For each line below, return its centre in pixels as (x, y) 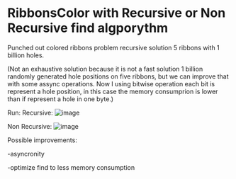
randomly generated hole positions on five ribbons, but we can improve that (118, 76)
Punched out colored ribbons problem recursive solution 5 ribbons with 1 (113, 47)
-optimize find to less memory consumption (71, 167)
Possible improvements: (43, 140)
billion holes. (26, 55)
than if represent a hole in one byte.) (61, 99)
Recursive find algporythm (88, 28)
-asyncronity (26, 154)
